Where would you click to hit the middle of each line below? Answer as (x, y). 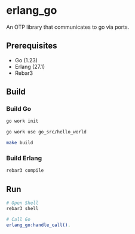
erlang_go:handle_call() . (38, 225)
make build (20, 143)
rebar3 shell (22, 208)
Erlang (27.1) (30, 66)
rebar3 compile (25, 171)
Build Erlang (24, 158)
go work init (22, 121)
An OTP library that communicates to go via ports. (68, 27)
